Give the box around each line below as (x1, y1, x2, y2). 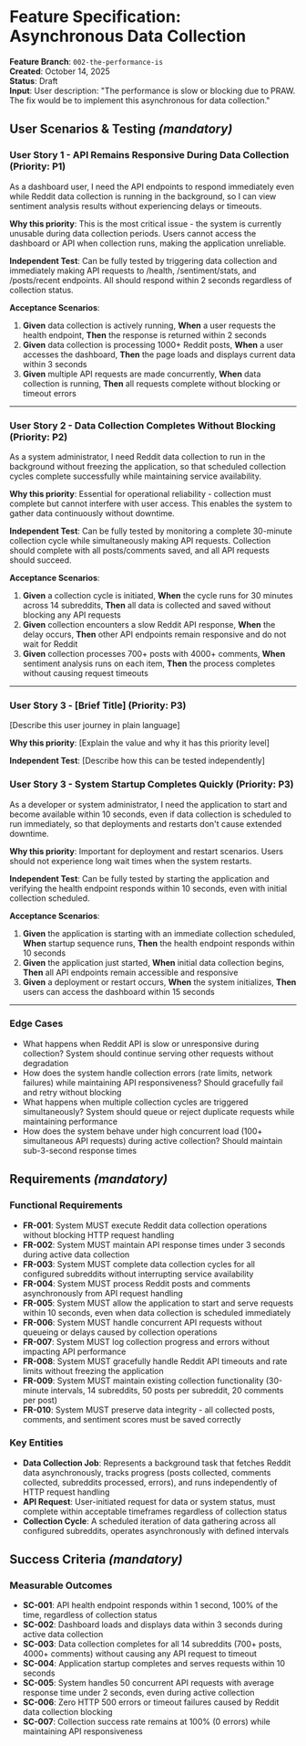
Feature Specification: (9, 6, 182, 27)
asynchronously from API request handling (22, 1287, 184, 1298)
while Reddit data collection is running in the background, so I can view (9, 190, 277, 202)
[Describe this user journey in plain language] (9, 720, 180, 731)
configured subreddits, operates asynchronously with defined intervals (22, 1525, 290, 1536)
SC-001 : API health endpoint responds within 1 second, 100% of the (22, 1600, 279, 1611)
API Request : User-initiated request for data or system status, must (22, 1496, 276, 1507)
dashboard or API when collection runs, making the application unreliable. (9, 238, 287, 249)
